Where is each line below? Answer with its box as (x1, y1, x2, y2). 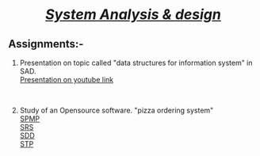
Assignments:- (8, 37, 84, 51)
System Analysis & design (44, 6, 222, 24)
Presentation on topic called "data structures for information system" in (19, 58, 253, 67)
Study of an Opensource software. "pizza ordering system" (19, 105, 214, 115)
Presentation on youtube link (19, 75, 113, 84)
